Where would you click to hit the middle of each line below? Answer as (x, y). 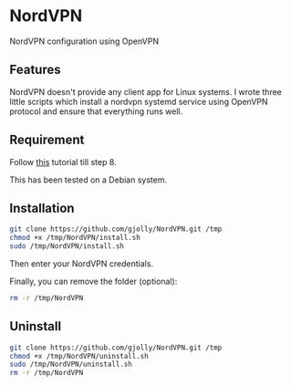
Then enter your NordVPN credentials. (81, 264)
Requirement (47, 140)
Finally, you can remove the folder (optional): (94, 281)
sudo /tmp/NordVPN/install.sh (67, 246)
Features (35, 70)
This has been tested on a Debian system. (88, 180)
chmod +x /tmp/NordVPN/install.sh (75, 238)
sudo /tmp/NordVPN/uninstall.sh (71, 365)
